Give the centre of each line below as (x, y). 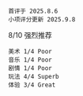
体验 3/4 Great (32, 85)
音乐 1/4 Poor (30, 60)
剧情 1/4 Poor (30, 68)
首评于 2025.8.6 (33, 11)
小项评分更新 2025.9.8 (42, 20)
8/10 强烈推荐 (30, 35)
